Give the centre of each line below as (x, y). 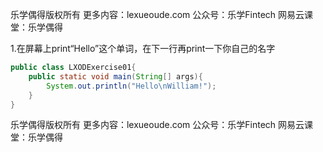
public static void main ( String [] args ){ (115, 76)
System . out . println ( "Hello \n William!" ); (131, 86)
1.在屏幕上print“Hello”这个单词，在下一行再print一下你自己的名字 (143, 48)
